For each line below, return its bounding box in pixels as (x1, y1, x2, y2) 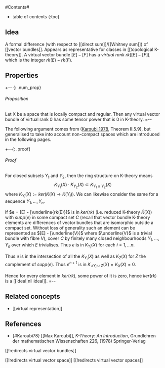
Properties (5, 71, 39, 80)
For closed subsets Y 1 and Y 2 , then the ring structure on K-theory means (5, 173, 153, 180)
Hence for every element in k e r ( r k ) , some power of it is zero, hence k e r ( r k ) (5, 273, 157, 278)
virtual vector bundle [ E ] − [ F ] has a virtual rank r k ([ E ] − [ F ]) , (28, 51, 151, 57)
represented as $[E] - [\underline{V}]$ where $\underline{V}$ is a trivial (5, 230, 152, 236)
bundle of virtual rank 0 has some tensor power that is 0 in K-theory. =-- (5, 116, 152, 122)
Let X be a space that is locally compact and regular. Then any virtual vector (5, 111, 161, 117)
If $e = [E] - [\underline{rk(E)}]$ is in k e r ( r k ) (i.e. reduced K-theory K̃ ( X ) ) (5, 209, 152, 215)
